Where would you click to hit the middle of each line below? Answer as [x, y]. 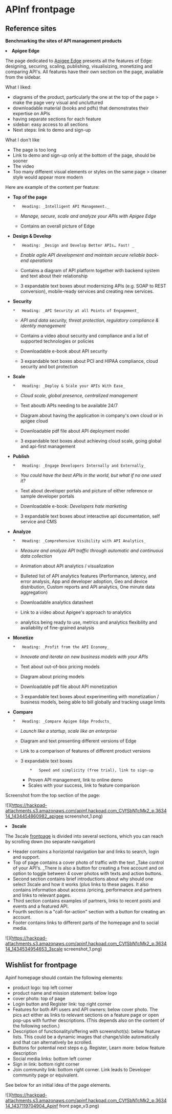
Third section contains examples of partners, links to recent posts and [87, 901]
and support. [26, 857]
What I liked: [18, 87]
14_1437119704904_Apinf [32, 1106]
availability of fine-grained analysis [57, 628]
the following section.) [36, 1025]
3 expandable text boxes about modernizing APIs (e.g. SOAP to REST [93, 286]
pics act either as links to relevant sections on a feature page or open [86, 1015]
